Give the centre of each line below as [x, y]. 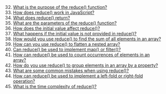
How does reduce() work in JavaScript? [54, 12]
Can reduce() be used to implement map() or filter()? [67, 49]
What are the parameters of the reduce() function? [65, 23]
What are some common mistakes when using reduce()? [71, 71]
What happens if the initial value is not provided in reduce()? [75, 34]
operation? [24, 81]
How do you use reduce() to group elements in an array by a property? [85, 65]
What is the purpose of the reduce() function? [60, 7]
